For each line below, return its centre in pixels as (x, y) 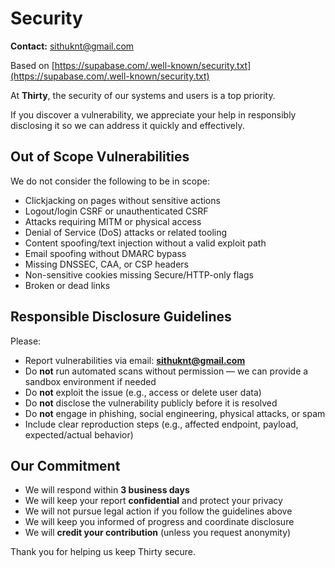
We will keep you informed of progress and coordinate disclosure (159, 522)
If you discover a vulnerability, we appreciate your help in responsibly (153, 114)
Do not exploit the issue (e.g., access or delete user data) (143, 392)
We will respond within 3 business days (107, 490)
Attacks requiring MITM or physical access (113, 221)
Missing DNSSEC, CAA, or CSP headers (106, 264)
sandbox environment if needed (90, 381)
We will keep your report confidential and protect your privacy (153, 501)
